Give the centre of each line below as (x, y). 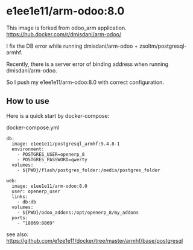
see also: (17, 234)
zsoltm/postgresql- (163, 46)
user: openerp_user (36, 191)
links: (20, 197)
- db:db (27, 202)
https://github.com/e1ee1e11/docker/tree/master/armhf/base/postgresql (95, 240)
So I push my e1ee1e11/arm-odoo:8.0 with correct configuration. (85, 82)
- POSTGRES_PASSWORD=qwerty (52, 159)
